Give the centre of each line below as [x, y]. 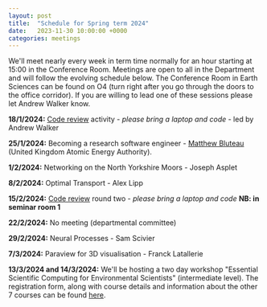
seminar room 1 [35, 207]
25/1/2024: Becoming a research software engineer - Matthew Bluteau [126, 143]
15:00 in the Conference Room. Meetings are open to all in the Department [131, 70]
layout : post [30, 16]
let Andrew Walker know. [49, 104]
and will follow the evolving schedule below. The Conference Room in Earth [133, 78]
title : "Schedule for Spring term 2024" [79, 23]
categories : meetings [45, 38]
